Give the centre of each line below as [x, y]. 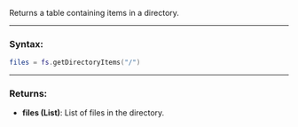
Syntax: [27, 44]
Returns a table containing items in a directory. [94, 13]
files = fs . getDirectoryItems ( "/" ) [75, 63]
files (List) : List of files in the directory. [93, 113]
